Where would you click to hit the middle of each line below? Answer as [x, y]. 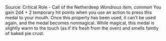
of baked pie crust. [25, 33]
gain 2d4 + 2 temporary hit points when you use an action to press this [79, 12]
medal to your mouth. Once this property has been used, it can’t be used [80, 18]
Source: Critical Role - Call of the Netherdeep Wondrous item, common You [83, 7]
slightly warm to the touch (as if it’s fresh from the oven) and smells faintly [82, 28]
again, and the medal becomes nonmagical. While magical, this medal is [80, 23]
